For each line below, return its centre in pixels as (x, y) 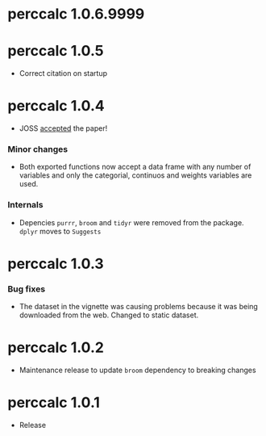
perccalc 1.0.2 (56, 348)
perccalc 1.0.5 (56, 51)
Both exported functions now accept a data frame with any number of (135, 167)
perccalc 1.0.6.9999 (76, 14)
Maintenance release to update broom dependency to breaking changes (137, 370)
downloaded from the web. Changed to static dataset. (109, 315)
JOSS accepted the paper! (63, 128)
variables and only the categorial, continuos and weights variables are (135, 175)
